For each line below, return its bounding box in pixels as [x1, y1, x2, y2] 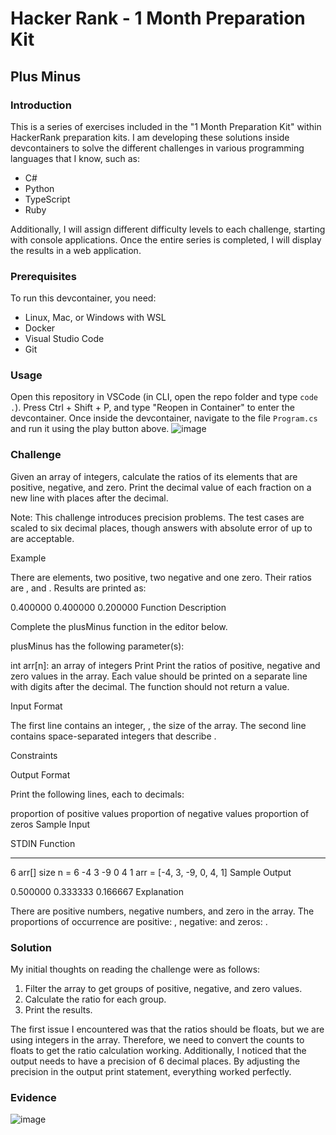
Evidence [10, 1090, 57, 1104]
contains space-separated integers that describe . [10, 730, 217, 742]
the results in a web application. [10, 244, 142, 256]
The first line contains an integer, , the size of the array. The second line [10, 719, 307, 731]
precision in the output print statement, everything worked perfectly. [10, 1066, 292, 1078]
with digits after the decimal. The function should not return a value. [10, 680, 290, 692]
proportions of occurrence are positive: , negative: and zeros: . [10, 915, 268, 927]
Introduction [10, 98, 72, 112]
